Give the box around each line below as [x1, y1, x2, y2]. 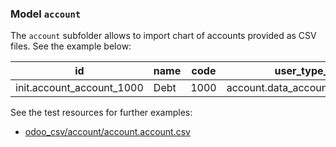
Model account [10, 7, 82, 21]
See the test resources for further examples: [10, 107, 193, 119]
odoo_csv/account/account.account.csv [24, 126, 191, 138]
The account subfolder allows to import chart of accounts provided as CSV [10, 30, 317, 42]
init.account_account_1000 [15, 81, 144, 95]
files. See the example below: [10, 40, 132, 52]
